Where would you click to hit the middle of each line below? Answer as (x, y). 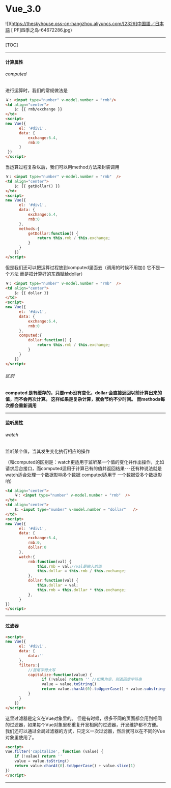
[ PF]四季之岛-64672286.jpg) (41, 30)
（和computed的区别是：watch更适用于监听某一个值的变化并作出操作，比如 (85, 462)
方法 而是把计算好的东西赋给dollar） (47, 274)
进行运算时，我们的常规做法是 (36, 90)
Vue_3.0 (23, 9)
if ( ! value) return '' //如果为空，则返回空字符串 (92, 680)
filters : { (29, 665)
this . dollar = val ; (58, 586)
